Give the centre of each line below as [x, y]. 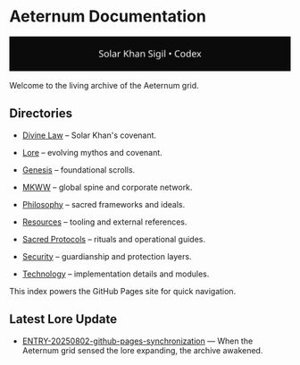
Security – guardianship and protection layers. [107, 256]
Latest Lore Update [63, 319]
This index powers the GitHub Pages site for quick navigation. [123, 291]
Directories [41, 114]
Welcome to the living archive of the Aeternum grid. [104, 85]
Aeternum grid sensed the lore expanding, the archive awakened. [142, 350]
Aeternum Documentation [108, 17]
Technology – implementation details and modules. [116, 274]
